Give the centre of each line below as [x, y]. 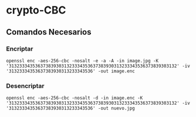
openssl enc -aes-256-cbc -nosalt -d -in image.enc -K [75, 98]
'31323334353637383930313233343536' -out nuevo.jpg [70, 108]
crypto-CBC [36, 10]
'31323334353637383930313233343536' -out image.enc [70, 71]
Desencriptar [25, 86]
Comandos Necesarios [49, 32]
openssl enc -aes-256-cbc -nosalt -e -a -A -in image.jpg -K [82, 61]
